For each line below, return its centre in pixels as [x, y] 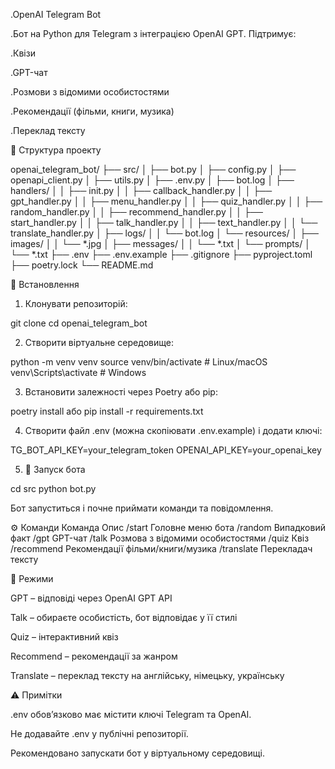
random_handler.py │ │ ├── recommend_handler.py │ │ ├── [136, 212]
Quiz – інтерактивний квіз [64, 637]
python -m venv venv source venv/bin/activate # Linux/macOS [139, 362]
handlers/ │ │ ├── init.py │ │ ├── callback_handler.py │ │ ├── [141, 190]
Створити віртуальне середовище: [99, 342]
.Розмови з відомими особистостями [90, 92]
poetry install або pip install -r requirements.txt [107, 411]
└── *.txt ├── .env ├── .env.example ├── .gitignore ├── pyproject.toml [161, 254]
